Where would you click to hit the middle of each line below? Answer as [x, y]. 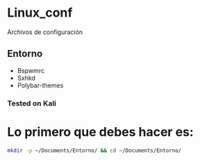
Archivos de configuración [45, 32]
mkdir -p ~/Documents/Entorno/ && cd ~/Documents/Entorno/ [94, 151]
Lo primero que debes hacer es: [101, 132]
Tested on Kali [32, 103]
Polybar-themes [40, 85]
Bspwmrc [31, 70]
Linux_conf [40, 13]
